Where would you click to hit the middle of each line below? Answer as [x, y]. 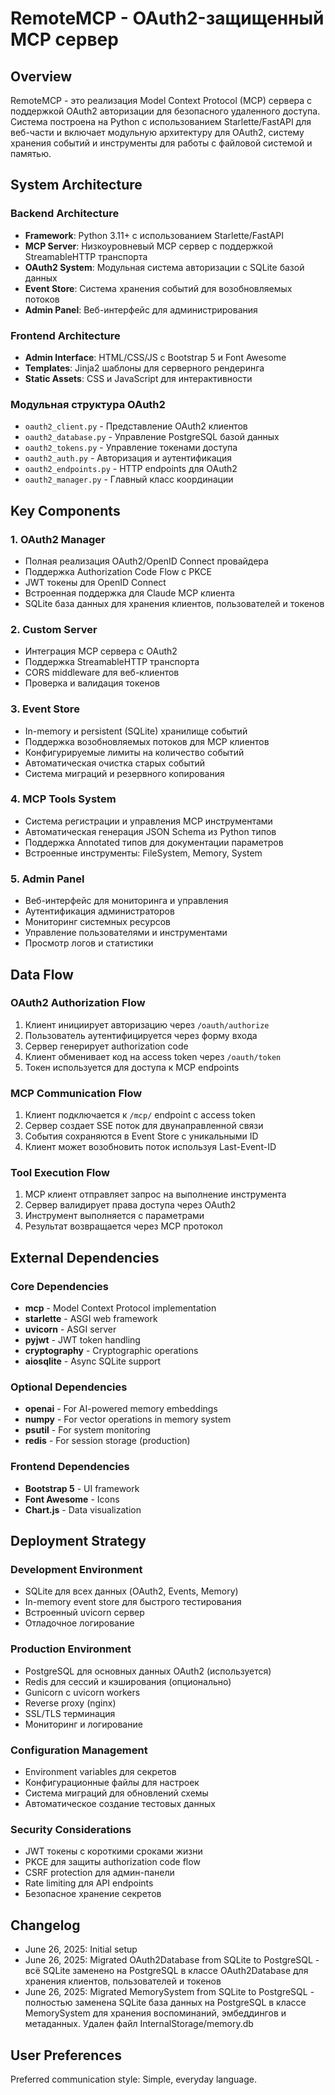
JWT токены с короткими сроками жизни [113, 1851]
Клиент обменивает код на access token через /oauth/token [153, 1056]
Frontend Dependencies [70, 1467]
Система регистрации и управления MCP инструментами [148, 821]
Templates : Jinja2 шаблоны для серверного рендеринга [144, 368]
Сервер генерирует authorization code [106, 1046]
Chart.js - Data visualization [83, 1509]
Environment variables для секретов [100, 1771]
